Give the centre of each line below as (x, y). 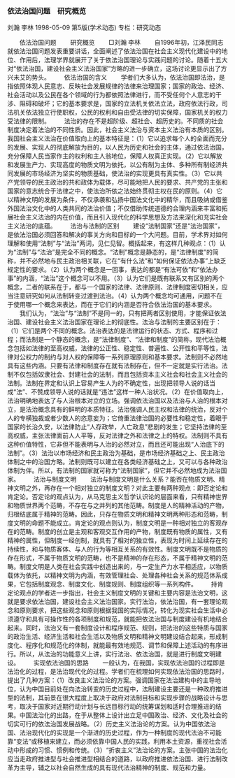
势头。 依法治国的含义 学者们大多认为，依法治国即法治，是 (128, 78)
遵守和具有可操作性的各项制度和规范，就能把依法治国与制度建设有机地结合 (120, 619)
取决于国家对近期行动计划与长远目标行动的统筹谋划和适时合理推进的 (117, 707)
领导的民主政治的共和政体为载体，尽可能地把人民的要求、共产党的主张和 (123, 182)
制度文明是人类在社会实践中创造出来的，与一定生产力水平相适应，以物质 (123, 567)
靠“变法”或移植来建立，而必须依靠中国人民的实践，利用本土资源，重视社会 (114, 742)
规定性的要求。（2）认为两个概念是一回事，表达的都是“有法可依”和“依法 (110, 270)
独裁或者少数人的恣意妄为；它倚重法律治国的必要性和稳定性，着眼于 (129, 418)
